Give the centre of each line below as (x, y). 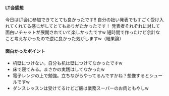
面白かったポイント (25, 51)
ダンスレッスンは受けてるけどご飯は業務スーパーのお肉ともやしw (80, 88)
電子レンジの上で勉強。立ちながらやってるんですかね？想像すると (81, 76)
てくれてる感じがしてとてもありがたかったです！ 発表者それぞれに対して (85, 26)
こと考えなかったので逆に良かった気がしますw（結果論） (65, 39)
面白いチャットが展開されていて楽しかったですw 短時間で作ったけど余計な (83, 32)
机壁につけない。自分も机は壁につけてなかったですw (67, 63)
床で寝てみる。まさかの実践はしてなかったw (59, 69)
